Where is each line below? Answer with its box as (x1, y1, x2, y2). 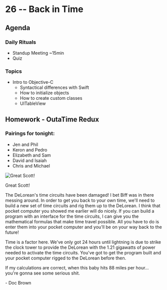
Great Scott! (5, 182, 30, 188)
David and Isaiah (12, 157, 47, 164)
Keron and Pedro (12, 147, 47, 153)
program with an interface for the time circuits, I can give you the (5, 213, 139, 219)
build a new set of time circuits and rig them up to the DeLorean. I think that (5, 202, 161, 209)
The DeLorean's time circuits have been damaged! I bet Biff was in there (5, 192, 154, 198)
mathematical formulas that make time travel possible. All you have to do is (5, 218, 159, 224)
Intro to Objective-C (12, 79, 53, 85)
